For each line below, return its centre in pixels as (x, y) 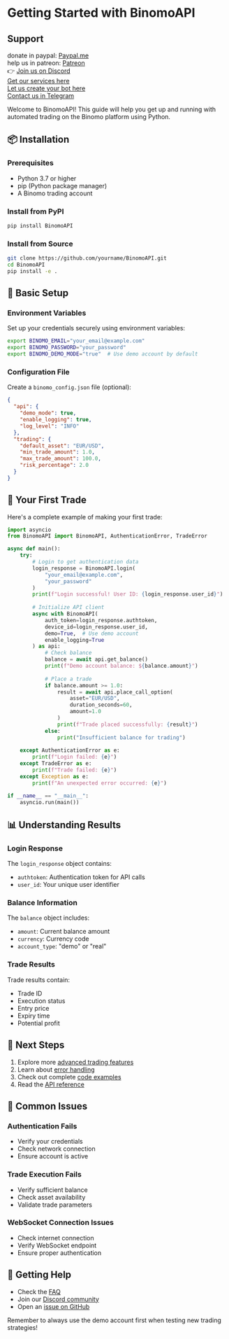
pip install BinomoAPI (40, 225)
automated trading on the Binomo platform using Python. (89, 117)
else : (52, 731)
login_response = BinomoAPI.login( (84, 568)
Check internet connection (56, 1238)
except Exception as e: (54, 776)
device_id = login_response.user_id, (96, 627)
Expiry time (34, 1016)
